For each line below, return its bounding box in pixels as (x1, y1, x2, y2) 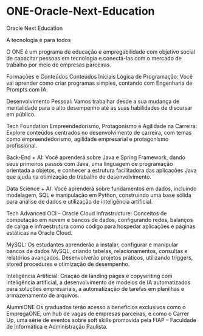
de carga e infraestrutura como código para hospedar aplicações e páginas (6, 223, 196, 230)
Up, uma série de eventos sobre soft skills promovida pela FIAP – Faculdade (6, 316, 196, 324)
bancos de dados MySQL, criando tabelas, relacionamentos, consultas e (6, 247, 188, 254)
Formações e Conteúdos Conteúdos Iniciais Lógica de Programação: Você (6, 73, 193, 80)
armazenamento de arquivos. (6, 291, 80, 299)
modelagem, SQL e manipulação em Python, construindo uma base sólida (6, 191, 191, 199)
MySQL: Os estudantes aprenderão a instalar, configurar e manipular (6, 241, 179, 248)
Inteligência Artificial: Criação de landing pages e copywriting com (6, 272, 173, 279)
